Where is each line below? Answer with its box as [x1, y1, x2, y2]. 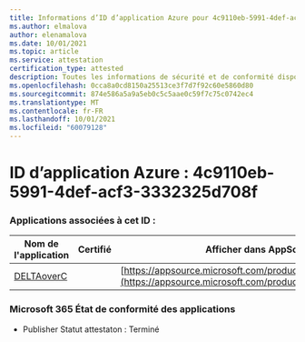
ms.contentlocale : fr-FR [9, 106, 103, 116]
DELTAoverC [14, 270, 68, 283]
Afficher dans [205, 243, 266, 256]
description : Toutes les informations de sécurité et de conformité [9, 73, 274, 82]
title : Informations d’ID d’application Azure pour [9, 13, 209, 23]
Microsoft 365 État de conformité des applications [9, 303, 236, 316]
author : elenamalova [9, 30, 88, 39]
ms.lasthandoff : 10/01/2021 [9, 115, 116, 124]
